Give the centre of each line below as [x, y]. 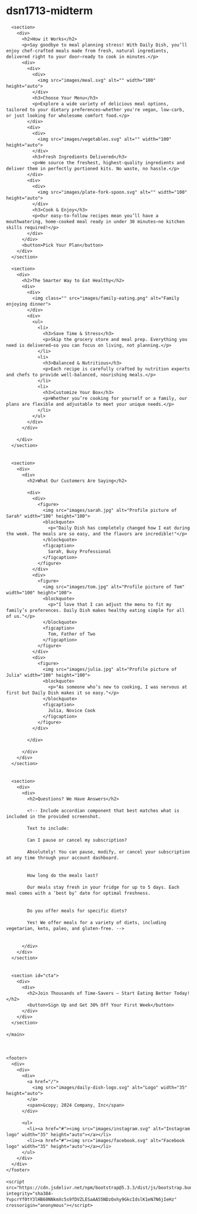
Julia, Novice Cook [72, 710]
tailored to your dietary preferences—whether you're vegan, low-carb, [95, 110]
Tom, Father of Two [72, 634]
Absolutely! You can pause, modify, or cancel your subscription [109, 852]
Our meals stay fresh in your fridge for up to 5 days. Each [103, 887]
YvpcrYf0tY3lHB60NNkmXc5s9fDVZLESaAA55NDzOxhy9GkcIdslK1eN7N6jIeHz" [91, 1199]
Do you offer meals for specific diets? [77, 911]
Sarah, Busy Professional [79, 551]
